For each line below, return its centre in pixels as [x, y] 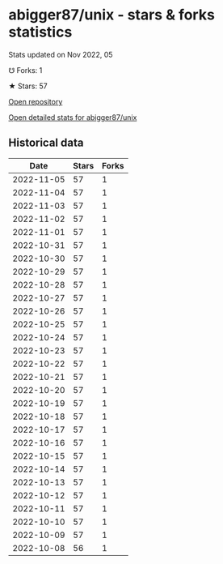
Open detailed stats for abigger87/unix [73, 117]
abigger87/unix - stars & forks [112, 15]
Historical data [46, 143]
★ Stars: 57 [28, 86]
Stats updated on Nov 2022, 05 [61, 54]
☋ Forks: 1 [25, 70]
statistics [40, 32]
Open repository [36, 101]
